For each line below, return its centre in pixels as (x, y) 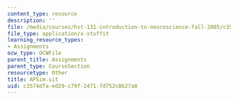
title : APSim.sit (33, 79)
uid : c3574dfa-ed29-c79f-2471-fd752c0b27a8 (73, 86)
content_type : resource (42, 14)
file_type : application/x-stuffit (58, 33)
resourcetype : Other (38, 73)
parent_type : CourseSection (49, 66)
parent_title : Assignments (47, 60)
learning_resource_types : (45, 40)
